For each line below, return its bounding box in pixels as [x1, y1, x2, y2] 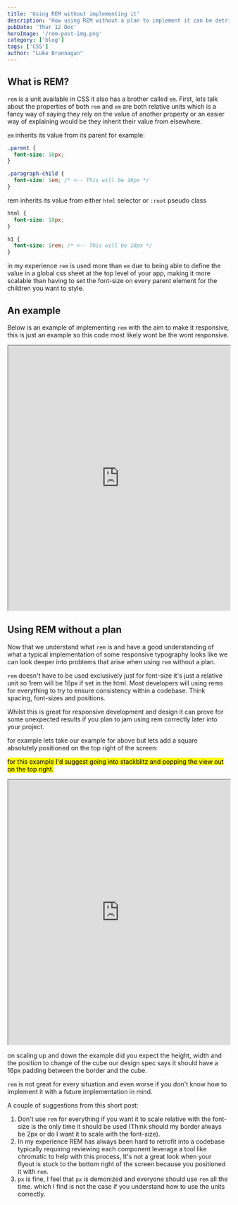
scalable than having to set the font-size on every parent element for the [7, 277, 218, 285]
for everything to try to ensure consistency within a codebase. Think [7, 686, 206, 695]
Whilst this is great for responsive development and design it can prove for [7, 707, 224, 716]
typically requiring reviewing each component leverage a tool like [17, 1144, 207, 1153]
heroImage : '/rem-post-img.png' [7, 30, 102, 37]
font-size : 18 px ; [13, 216, 65, 223]
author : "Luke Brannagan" [7, 50, 83, 57]
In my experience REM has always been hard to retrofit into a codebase [17, 1137, 225, 1146]
